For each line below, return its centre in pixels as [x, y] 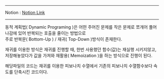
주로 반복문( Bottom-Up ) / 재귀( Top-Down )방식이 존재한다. [64, 39]
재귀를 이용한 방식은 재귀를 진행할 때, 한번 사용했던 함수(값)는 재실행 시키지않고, [81, 49]
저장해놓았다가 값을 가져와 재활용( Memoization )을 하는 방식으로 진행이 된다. [79, 55]
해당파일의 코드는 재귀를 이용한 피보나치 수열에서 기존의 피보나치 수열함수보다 [79, 66]
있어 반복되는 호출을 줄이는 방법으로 [52, 33]
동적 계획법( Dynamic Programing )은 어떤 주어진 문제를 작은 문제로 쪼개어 [76, 27]
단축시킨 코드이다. [31, 72]
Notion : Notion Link [25, 12]
